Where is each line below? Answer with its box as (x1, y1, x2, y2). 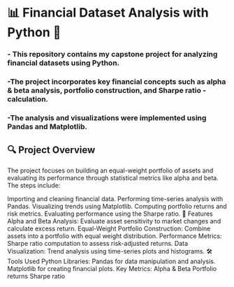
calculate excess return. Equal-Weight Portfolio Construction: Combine (7, 224, 211, 233)
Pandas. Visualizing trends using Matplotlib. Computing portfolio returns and (7, 202, 227, 210)
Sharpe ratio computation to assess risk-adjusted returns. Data (7, 239, 189, 247)
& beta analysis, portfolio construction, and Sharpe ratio (7, 86, 201, 96)
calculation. (7, 94, 49, 104)
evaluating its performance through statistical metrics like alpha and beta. (7, 173, 219, 182)
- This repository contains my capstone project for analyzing (7, 50, 218, 59)
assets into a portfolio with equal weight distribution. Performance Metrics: (7, 231, 222, 240)
